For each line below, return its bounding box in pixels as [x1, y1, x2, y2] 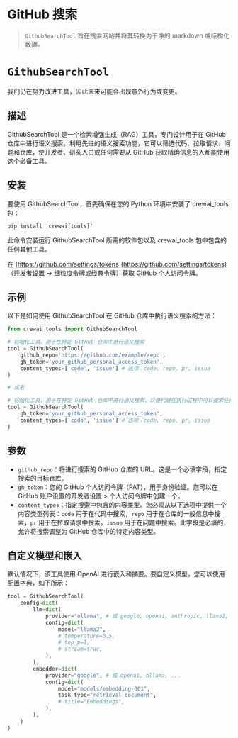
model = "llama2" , [57, 625, 106, 633]
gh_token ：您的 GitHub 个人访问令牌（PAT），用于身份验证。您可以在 [17, 483, 218, 491]
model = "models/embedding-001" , [57, 685, 151, 692]
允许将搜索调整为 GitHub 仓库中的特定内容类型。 [17, 527, 160, 535]
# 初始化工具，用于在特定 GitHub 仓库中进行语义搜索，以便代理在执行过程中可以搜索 [7, 397, 224, 404]
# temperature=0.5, [57, 632, 115, 639]
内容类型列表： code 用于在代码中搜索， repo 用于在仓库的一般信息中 [17, 509, 215, 518]
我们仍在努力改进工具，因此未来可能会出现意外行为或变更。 [7, 86, 181, 96]
